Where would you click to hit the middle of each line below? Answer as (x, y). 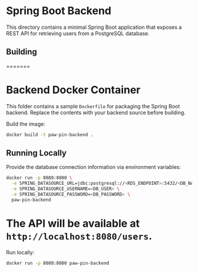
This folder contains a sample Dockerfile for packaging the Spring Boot (93, 106)
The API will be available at (73, 223)
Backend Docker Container (73, 90)
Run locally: (20, 252)
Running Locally (36, 153)
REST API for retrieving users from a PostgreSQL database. (78, 33)
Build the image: (26, 124)
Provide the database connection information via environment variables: (94, 167)
